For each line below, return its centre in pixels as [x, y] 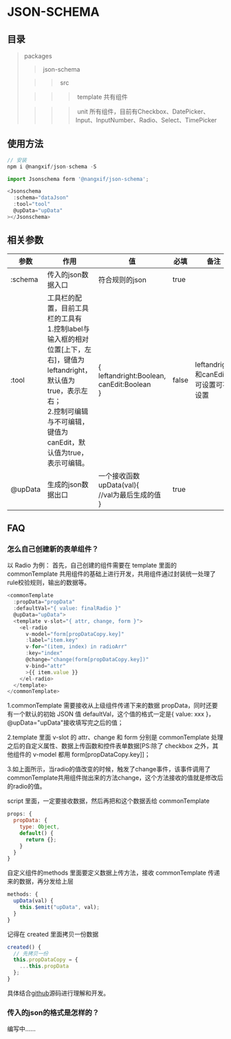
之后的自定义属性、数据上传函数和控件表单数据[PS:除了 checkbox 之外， [110, 746]
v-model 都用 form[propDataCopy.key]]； [91, 755]
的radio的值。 [26, 786]
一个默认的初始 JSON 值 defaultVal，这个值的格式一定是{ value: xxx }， [114, 714]
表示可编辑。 [68, 463]
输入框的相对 [68, 339]
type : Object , [40, 827]
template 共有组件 [103, 97]
